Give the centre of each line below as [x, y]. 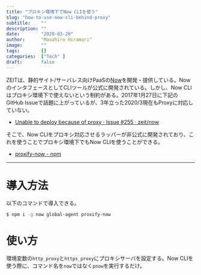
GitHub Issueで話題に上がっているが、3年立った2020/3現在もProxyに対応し [100, 102]
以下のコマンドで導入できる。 [43, 203]
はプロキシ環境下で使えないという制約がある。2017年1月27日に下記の [92, 95]
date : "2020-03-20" [40, 34]
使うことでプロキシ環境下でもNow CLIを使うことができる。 [90, 142]
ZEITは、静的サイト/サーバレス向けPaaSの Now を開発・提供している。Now [98, 80]
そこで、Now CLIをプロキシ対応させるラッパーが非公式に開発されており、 [98, 134]
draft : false [31, 62]
